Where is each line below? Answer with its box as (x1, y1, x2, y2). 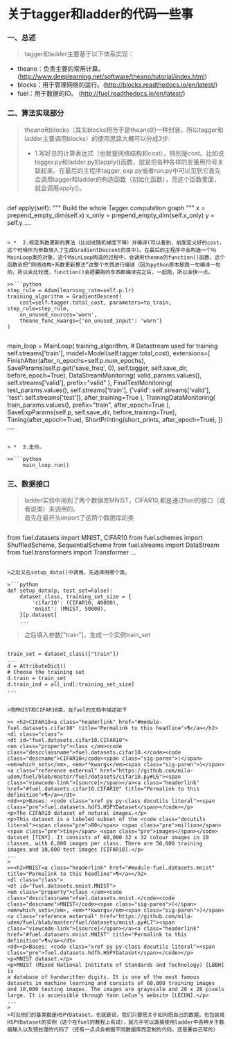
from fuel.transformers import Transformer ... (7, 548, 136, 557)
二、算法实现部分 (7, 108, 64, 118)
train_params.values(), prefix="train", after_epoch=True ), (7, 400, 171, 409)
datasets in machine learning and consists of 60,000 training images (7, 980, 215, 987)
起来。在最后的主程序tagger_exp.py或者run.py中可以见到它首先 (40, 166, 222, 174)
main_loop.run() (22, 462, 70, 468)
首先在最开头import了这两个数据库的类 (24, 514, 134, 522)
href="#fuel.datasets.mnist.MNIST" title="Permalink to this (7, 931, 188, 938)
